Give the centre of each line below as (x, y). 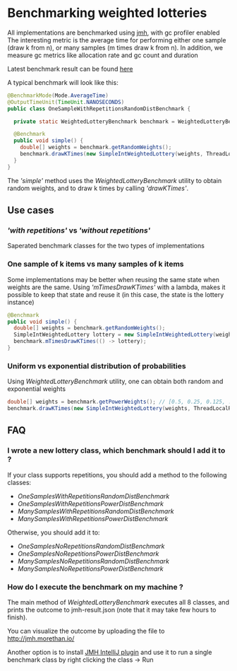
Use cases (31, 210)
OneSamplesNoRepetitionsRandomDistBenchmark (91, 546)
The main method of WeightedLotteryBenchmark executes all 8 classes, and (118, 602)
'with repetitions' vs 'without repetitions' (79, 230)
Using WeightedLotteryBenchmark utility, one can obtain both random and (115, 381)
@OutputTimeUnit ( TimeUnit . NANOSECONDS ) (66, 102)
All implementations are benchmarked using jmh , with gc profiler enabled (114, 33)
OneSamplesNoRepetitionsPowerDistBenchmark (88, 554)
